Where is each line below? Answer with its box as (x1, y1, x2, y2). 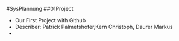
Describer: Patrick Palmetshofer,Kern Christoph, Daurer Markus (14, 24, 173, 30)
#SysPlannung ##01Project (6, 5, 74, 12)
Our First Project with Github (14, 17, 86, 24)
